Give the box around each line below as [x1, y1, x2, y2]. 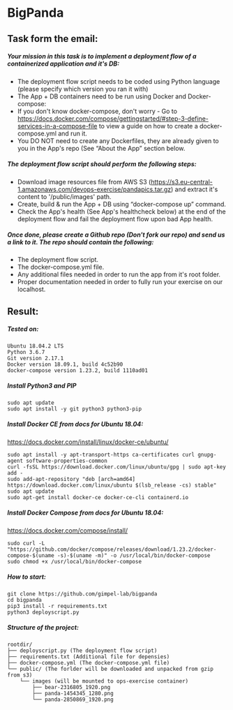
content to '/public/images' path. [17, 192, 112, 200]
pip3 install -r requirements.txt [7, 602, 108, 609]
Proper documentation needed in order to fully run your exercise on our [17, 278, 223, 286]
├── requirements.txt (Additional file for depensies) [7, 653, 170, 660]
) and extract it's [170, 185, 218, 193]
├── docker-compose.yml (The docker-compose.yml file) [7, 659, 170, 666]
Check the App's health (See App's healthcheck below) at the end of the [17, 207, 226, 216]
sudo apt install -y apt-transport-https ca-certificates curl [7, 451, 195, 458]
